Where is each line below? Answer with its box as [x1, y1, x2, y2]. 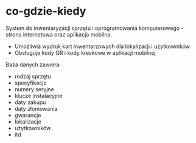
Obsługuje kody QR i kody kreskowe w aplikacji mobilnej [14, 49, 156, 56]
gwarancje [14, 111, 41, 119]
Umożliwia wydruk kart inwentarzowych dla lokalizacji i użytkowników [14, 43, 190, 50]
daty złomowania [14, 105, 58, 112]
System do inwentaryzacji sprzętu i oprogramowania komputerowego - [5, 24, 184, 32]
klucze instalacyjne [14, 92, 63, 99]
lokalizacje [14, 117, 42, 125]
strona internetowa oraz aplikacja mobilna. [5, 30, 112, 38]
